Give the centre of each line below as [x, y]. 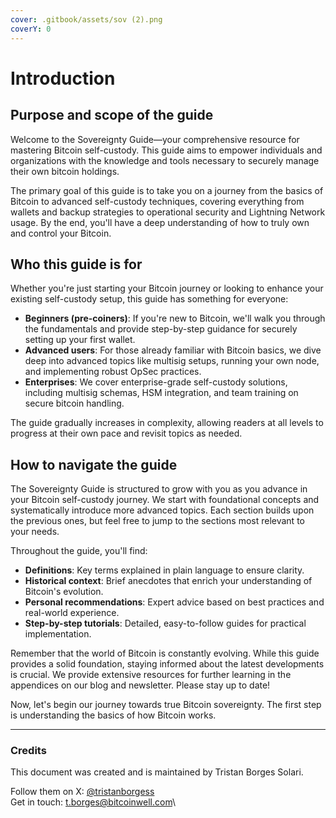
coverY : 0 [31, 29]
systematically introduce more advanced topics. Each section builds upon [162, 510]
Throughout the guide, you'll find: [79, 551]
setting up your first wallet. [80, 340]
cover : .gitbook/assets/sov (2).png [86, 19]
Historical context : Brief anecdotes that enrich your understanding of [168, 581]
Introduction [63, 78]
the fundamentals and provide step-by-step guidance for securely [161, 329]
